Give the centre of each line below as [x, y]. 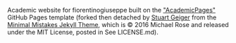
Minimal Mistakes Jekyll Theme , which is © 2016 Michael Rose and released [118, 25]
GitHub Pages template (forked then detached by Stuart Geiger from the [112, 17]
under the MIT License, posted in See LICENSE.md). [83, 32]
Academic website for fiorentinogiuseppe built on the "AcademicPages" [112, 10]
